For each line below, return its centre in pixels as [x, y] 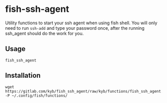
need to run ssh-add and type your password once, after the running [75, 28]
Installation [23, 76]
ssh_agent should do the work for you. [44, 33]
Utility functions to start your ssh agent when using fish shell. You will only [81, 23]
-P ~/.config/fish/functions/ [37, 96]
